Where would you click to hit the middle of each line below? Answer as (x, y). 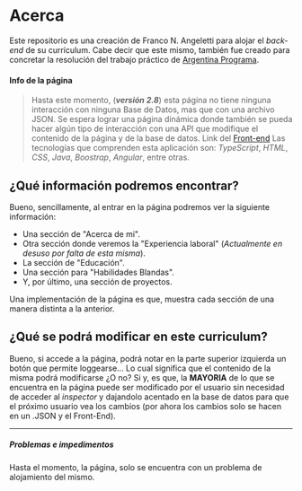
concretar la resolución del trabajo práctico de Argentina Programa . (134, 59)
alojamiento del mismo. (52, 477)
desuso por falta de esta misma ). (84, 253)
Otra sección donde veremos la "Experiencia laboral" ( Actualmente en (152, 243)
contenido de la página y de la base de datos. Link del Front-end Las (158, 138)
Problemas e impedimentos (62, 444)
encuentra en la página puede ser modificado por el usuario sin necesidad (147, 387)
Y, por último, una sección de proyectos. (97, 281)
